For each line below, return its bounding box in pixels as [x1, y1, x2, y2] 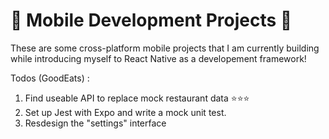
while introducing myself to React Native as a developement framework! [10, 52, 307, 64]
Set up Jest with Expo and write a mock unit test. [24, 106, 227, 118]
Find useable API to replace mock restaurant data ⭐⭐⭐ [24, 92, 250, 104]
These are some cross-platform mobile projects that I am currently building [10, 42, 320, 54]
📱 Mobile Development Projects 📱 [10, 9, 293, 32]
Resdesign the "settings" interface [24, 117, 167, 129]
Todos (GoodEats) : [10, 72, 90, 84]
